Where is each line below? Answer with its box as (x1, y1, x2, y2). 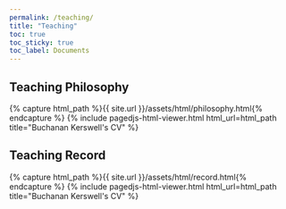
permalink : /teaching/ (9, 13, 94, 22)
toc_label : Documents (9, 46, 90, 55)
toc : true (9, 29, 46, 38)
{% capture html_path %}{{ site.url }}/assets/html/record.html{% (9, 171, 248, 182)
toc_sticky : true (9, 38, 74, 47)
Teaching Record (9, 148, 106, 163)
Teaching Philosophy (9, 79, 130, 95)
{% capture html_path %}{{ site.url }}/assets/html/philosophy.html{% (9, 103, 264, 113)
